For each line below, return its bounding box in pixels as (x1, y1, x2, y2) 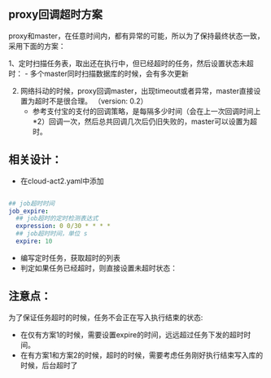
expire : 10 (15, 237, 53, 245)
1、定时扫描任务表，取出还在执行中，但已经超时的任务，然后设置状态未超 (8, 58, 254, 68)
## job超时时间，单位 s (15, 230, 88, 238)
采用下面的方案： (8, 41, 66, 51)
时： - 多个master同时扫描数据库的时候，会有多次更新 (8, 68, 189, 78)
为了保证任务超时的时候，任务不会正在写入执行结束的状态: (8, 312, 203, 322)
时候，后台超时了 (20, 360, 78, 370)
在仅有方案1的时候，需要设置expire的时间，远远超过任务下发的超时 (20, 329, 244, 340)
